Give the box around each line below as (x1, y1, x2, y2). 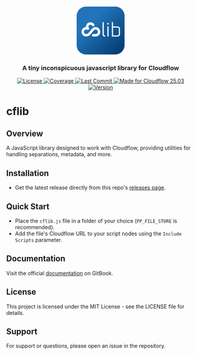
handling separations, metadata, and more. (6, 151, 113, 158)
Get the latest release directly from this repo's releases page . (14, 184, 166, 192)
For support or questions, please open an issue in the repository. (6, 342, 166, 350)
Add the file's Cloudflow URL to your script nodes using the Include (14, 230, 182, 237)
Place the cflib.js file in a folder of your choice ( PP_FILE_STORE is (14, 217, 178, 224)
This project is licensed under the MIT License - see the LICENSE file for (6, 303, 184, 310)
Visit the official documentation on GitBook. (6, 269, 114, 277)
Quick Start (6, 201, 50, 211)
